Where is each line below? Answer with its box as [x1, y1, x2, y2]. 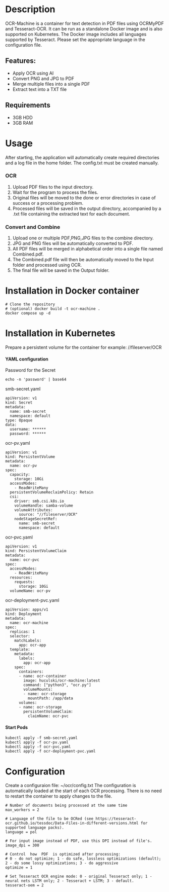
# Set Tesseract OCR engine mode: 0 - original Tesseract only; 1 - [5, 874, 152, 879]
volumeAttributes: [14, 508, 53, 513]
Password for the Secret [5, 367, 55, 373]
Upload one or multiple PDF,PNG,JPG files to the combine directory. [12, 235, 154, 241]
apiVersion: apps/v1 [5, 607, 49, 612]
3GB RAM [12, 120, 33, 126]
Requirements [5, 101, 50, 110]
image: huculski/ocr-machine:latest [23, 678, 100, 683]
